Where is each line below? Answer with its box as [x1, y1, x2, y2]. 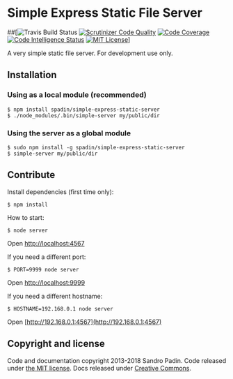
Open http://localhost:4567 [7, 239, 85, 247]
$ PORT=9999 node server [7, 266, 79, 273]
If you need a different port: [7, 253, 86, 261]
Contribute [7, 169, 56, 181]
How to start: [7, 213, 45, 221]
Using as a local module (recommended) [7, 90, 147, 100]
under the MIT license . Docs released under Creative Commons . [7, 364, 192, 372]
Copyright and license [7, 338, 106, 350]
